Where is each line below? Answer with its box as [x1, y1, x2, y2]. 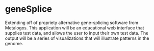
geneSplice [5, 3, 52, 15]
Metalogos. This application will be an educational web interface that [5, 25, 144, 30]
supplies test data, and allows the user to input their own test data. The [5, 30, 149, 36]
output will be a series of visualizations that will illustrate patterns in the [5, 35, 150, 41]
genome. [5, 40, 23, 46]
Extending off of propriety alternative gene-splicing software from [5, 20, 139, 25]
